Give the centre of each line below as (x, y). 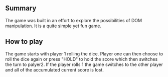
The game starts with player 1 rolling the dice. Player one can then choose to (84, 54)
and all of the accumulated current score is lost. (54, 69)
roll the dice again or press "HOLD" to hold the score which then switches (81, 59)
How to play (24, 42)
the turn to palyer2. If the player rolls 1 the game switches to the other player (84, 64)
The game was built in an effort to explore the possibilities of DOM (73, 20)
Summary (21, 8)
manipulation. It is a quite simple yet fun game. (53, 26)
